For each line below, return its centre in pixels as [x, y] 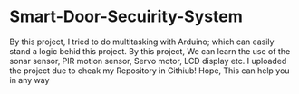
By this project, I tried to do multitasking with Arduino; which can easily [142, 42]
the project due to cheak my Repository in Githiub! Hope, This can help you [149, 70]
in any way [29, 80]
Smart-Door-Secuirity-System [126, 17]
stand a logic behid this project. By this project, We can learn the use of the [150, 51]
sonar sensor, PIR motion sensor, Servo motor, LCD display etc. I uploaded [148, 61]
